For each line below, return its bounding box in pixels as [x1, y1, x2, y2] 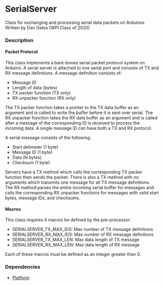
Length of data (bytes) [12, 85, 58, 91]
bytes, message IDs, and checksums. [5, 195, 81, 201]
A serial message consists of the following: [5, 135, 91, 141]
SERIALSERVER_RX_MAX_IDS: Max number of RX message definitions [12, 231, 154, 237]
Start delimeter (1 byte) [12, 144, 59, 150]
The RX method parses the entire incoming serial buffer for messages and [5, 185, 154, 190]
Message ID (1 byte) [12, 150, 53, 155]
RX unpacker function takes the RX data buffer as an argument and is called [5, 115, 158, 121]
